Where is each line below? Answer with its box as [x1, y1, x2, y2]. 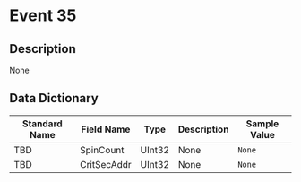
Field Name [81, 123, 131, 135]
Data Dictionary [9, 91, 99, 106]
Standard [21, 117, 63, 130]
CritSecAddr [79, 158, 132, 170]
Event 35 [9, 5, 77, 26]
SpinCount [79, 143, 125, 156]
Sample [245, 117, 279, 130]
